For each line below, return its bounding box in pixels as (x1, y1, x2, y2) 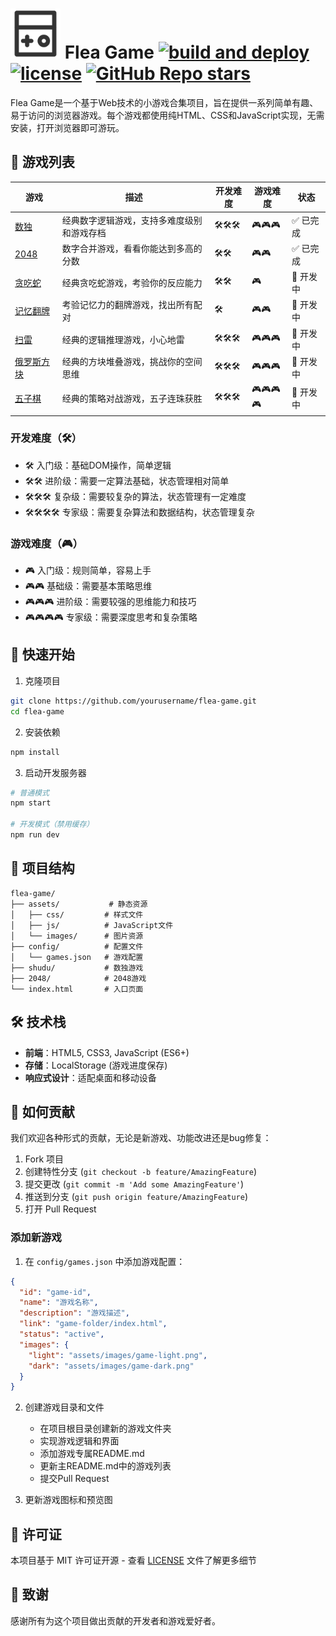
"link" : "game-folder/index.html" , (19, 1319, 168, 1329)
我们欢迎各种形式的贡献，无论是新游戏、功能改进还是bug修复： (10, 1132, 272, 1144)
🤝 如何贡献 (10, 1103, 75, 1120)
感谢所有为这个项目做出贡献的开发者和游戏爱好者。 (10, 1614, 221, 1627)
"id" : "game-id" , (19, 1287, 92, 1297)
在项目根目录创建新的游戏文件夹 (39, 1423, 172, 1435)
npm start (10, 798, 52, 808)
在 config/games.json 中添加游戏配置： (24, 1255, 186, 1267)
